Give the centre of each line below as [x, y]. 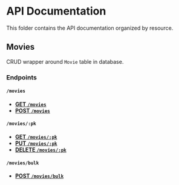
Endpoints [22, 77]
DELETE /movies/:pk [41, 150]
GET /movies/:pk [36, 137]
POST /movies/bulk [39, 176]
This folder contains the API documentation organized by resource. [90, 28]
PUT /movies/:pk [36, 143]
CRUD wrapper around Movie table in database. [65, 61]
